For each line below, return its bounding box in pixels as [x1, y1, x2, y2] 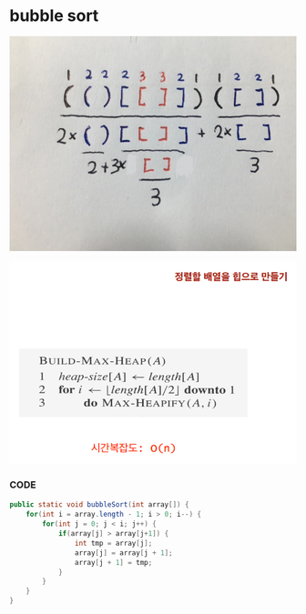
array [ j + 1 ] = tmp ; [74, 558, 153, 567]
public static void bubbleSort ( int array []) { [9, 500, 189, 509]
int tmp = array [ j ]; [74, 539, 153, 548]
